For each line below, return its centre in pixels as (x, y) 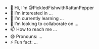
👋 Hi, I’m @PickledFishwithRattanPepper (52, 8)
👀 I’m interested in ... (31, 13)
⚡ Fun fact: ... (24, 42)
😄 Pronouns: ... (26, 36)
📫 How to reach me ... (33, 29)
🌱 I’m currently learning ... (37, 18)
